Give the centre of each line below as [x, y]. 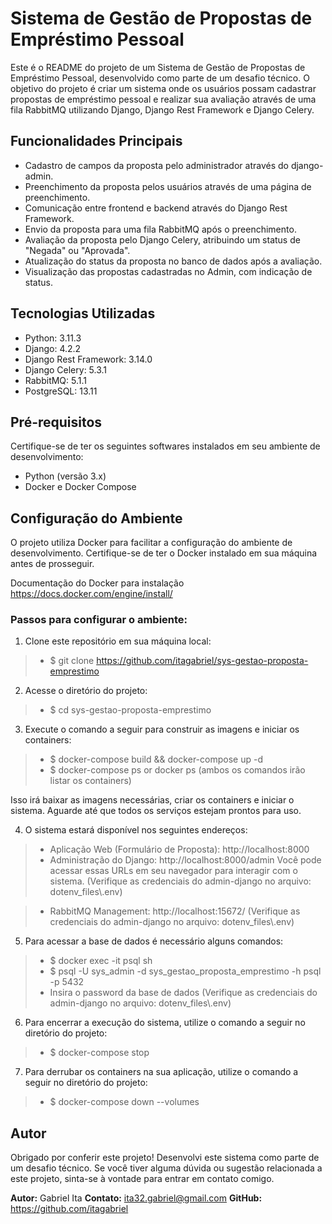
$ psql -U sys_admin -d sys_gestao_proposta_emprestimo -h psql [185, 971]
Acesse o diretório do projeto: [86, 691]
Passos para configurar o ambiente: [99, 620]
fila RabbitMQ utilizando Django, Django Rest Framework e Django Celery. [162, 109]
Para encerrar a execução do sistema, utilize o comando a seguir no [165, 1023]
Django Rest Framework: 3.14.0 [88, 359]
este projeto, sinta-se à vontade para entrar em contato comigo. [142, 1179]
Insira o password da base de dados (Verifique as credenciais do [183, 993]
